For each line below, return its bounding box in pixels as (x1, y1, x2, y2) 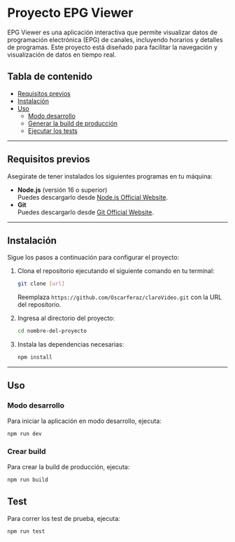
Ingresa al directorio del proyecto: (17, 314, 115, 323)
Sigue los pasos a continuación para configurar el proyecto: (7, 253, 180, 262)
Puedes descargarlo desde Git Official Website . (17, 208, 154, 216)
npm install (17, 354, 52, 361)
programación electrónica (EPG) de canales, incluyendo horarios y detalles (7, 35, 223, 43)
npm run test (7, 527, 45, 535)
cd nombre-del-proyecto (17, 328, 87, 335)
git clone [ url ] (17, 280, 65, 288)
